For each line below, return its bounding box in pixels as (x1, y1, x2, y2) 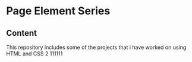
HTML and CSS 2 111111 (6, 50, 63, 57)
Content (6, 28, 37, 38)
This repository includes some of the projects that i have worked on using (6, 44, 187, 51)
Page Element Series (6, 4, 111, 18)
